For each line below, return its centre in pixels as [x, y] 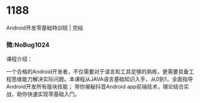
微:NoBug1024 [28, 44]
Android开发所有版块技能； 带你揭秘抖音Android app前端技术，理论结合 [95, 87]
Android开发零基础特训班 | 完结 [45, 28]
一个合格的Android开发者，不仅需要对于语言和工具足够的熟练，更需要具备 [98, 72]
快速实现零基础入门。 [53, 94]
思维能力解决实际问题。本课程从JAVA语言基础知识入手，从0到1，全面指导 [102, 79]
